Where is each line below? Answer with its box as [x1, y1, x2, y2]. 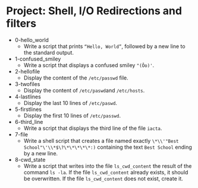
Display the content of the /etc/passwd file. [23, 74, 129, 81]
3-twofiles [14, 80, 40, 87]
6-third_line [14, 118, 43, 125]
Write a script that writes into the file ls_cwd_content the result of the [23, 162, 192, 170]
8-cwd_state [14, 156, 46, 163]
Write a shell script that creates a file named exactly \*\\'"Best [23, 137, 179, 144]
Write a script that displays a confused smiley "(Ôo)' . [23, 61, 155, 69]
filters [6, 17, 37, 30]
